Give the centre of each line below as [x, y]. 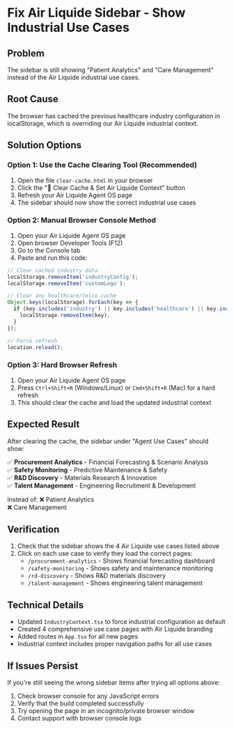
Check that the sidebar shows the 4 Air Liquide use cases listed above [118, 546]
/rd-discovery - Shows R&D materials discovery [96, 576]
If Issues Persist [43, 666]
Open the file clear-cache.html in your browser [85, 180]
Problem [26, 53]
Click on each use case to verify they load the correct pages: [105, 554]
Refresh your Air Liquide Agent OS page [75, 195]
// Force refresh [32, 341]
